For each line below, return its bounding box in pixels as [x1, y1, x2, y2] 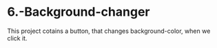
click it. [7, 34, 28, 42]
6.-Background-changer [7, 4, 150, 20]
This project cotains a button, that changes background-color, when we [7, 27, 211, 35]
